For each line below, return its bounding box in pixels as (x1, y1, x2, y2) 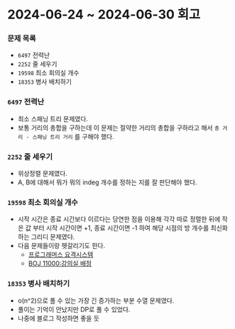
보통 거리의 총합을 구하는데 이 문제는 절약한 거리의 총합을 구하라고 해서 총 (17, 123, 220, 132)
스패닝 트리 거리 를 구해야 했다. (32, 132, 115, 140)
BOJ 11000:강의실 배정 (28, 260, 92, 268)
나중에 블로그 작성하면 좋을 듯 (17, 313, 99, 323)
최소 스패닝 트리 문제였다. (17, 114, 89, 123)
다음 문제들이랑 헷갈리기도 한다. (17, 242, 105, 250)
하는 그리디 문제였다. (17, 233, 75, 241)
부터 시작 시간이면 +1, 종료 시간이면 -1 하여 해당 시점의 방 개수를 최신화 (33, 224, 229, 233)
